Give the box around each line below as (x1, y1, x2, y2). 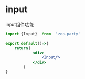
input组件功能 (5, 21, 34, 27)
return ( (14, 45, 31, 51)
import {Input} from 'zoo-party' (5, 31, 81, 36)
